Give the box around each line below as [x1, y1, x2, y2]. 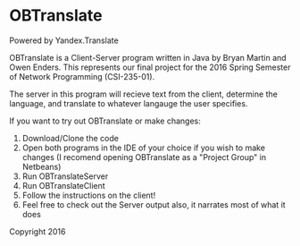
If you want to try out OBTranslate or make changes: [9, 115, 201, 126]
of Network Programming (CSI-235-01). [9, 71, 155, 81]
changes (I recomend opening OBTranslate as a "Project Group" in [21, 151, 266, 162]
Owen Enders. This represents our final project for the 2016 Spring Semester [9, 62, 291, 72]
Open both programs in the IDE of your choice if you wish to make [21, 142, 266, 153]
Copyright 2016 [9, 225, 66, 237]
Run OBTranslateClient [21, 180, 105, 191]
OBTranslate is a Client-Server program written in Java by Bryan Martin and [9, 52, 287, 63]
